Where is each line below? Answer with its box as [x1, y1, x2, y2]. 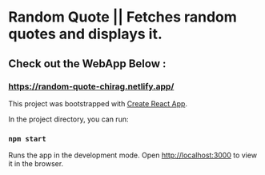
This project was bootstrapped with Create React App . [8, 98, 188, 108]
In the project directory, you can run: [8, 114, 129, 124]
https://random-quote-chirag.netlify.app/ [8, 81, 175, 92]
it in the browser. [8, 159, 64, 169]
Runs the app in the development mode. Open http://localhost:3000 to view [8, 150, 258, 160]
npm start [8, 134, 46, 143]
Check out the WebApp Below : [8, 57, 167, 70]
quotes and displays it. [8, 25, 163, 43]
